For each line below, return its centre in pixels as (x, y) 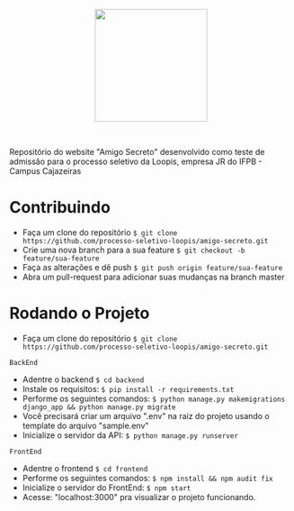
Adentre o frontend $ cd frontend (85, 468)
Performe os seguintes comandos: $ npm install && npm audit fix (147, 478)
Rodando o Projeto (80, 313)
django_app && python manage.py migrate (99, 407)
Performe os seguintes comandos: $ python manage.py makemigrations (154, 398)
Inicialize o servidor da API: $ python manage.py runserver (130, 435)
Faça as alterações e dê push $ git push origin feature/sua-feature (152, 267)
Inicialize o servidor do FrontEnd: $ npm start (107, 488)
